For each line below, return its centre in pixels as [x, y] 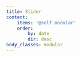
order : [25, 28]
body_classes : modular [34, 45]
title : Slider [24, 12]
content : [17, 17]
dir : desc [40, 39]
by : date [39, 34]
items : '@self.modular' [47, 23]
